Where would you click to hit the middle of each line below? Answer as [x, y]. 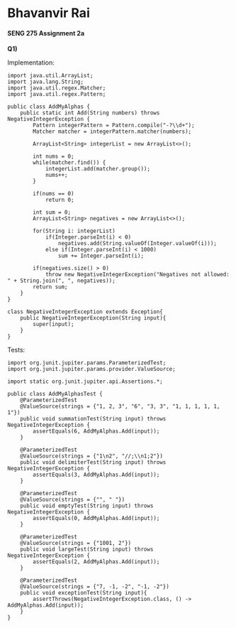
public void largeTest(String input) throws [87, 549]
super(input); [54, 325]
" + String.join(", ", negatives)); [61, 281]
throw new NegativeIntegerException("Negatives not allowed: [137, 275]
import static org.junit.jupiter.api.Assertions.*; [85, 381]
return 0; [60, 200]
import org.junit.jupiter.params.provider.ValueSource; [91, 369]
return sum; [51, 287]
